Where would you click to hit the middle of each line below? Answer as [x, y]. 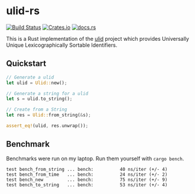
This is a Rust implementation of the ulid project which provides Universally [97, 38]
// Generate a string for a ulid [47, 93]
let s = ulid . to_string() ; [39, 99]
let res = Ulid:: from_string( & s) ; [49, 115]
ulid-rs [23, 11]
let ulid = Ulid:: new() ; [37, 83]
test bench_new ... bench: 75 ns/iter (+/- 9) [87, 180]
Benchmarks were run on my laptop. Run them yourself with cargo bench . [95, 159]
